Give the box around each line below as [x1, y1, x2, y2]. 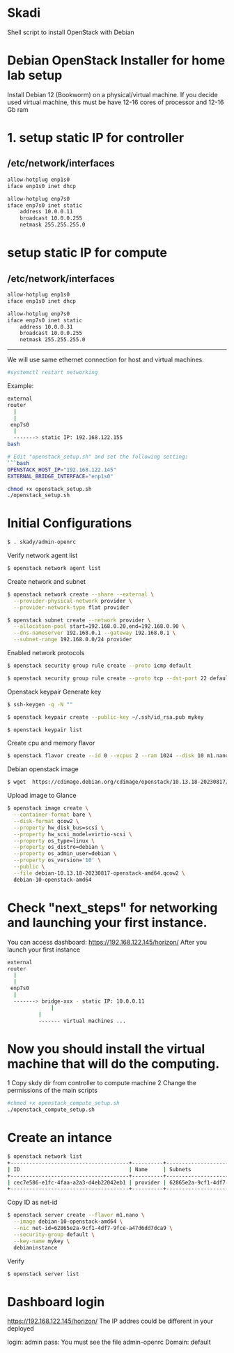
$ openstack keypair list [7, 726, 82, 733]
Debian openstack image [7, 765, 79, 773]
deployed [7, 1324, 35, 1333]
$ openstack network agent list [7, 565, 101, 572]
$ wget [7, 778, 26, 786]
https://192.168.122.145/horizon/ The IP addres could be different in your [7, 1317, 214, 1326]
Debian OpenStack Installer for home [7, 52, 226, 69]
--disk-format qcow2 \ [13, 817, 79, 824]
